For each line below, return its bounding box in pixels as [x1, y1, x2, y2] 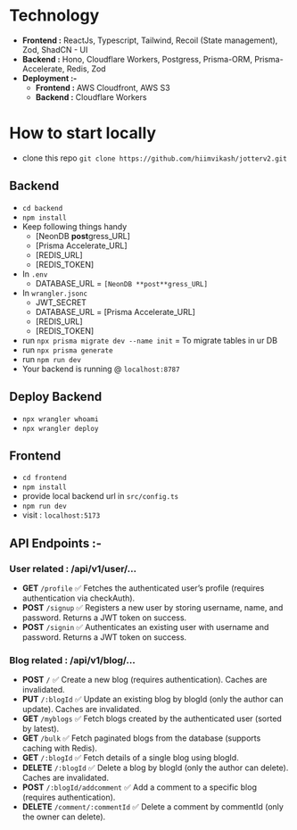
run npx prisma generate [21, 344, 113, 355]
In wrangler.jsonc [21, 287, 87, 298]
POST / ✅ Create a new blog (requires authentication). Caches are [21, 675, 268, 685]
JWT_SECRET [35, 296, 87, 308]
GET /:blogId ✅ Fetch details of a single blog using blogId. [21, 752, 239, 763]
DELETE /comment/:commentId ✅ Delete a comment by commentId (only [21, 801, 284, 812]
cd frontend [21, 474, 67, 483]
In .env [21, 269, 48, 279]
